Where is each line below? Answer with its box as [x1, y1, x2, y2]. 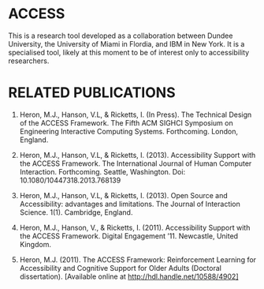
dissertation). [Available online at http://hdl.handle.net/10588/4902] [19, 272, 239, 281]
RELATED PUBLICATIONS [8, 84, 176, 102]
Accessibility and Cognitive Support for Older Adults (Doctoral [19, 263, 222, 272]
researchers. [8, 56, 50, 66]
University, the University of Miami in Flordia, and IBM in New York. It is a [8, 39, 245, 48]
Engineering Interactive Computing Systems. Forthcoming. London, [19, 126, 239, 136]
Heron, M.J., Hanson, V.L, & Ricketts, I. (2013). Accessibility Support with [19, 150, 256, 160]
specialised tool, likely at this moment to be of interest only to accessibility [8, 47, 250, 57]
